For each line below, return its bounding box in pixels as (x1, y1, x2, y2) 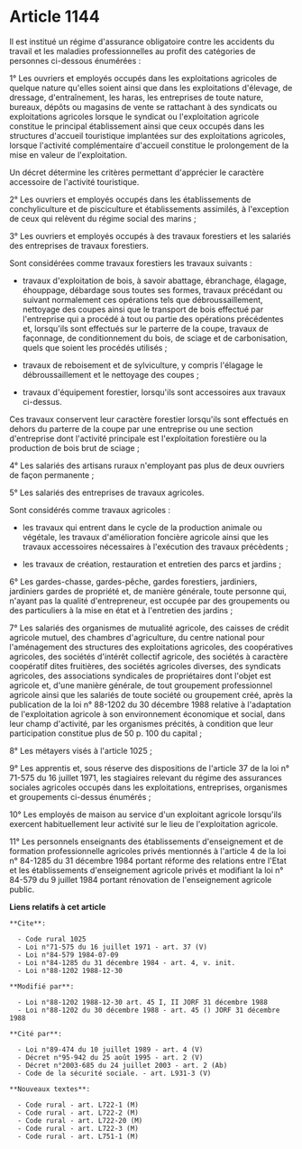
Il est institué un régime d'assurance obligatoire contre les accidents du (9, 36, 275, 47)
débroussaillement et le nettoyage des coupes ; (22, 369, 200, 380)
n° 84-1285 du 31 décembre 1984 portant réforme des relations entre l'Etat (9, 855, 287, 866)
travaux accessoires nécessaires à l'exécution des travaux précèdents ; (22, 541, 288, 552)
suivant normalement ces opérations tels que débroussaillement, (22, 294, 263, 305)
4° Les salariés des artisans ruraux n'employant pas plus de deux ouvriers (9, 460, 286, 471)
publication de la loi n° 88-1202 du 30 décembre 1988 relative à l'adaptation (9, 699, 291, 710)
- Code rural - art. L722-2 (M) (17, 1108, 140, 1117)
